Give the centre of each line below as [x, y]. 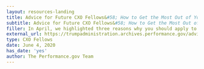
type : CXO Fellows [29, 40]
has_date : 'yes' [27, 51]
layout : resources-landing [40, 12]
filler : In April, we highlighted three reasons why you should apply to [102, 28]
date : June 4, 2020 [31, 46]
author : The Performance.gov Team [50, 56]
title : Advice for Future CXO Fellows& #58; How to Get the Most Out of [99, 17]
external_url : [24, 34]
